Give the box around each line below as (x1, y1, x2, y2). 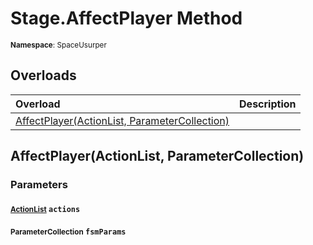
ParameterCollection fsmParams (10, 227, 127, 237)
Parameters (10, 178, 68, 192)
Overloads (10, 67, 77, 84)
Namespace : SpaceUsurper (10, 40, 107, 50)
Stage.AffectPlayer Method (10, 7, 243, 30)
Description (239, 97, 297, 111)
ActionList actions (10, 204, 81, 214)
